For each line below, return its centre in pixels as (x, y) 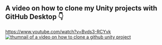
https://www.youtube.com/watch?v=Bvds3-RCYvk (58, 31)
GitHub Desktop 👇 (35, 17)
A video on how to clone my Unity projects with (81, 8)
